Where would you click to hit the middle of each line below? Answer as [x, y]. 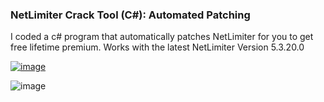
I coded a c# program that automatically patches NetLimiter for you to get [162, 37]
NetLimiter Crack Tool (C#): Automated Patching [130, 15]
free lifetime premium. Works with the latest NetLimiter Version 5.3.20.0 [157, 47]
